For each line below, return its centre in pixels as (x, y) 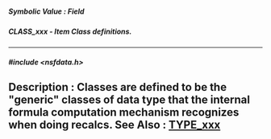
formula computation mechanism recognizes (124, 112)
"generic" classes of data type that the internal (129, 100)
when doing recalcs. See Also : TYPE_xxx (115, 125)
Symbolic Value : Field (46, 11)
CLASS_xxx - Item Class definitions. (70, 31)
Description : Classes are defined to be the (118, 87)
